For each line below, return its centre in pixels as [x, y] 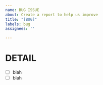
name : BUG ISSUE [22, 10]
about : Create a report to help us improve [52, 15]
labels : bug [18, 24]
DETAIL [21, 58]
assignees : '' [20, 29]
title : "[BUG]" [21, 19]
